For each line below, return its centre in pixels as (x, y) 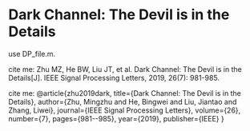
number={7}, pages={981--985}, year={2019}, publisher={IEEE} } (116, 118)
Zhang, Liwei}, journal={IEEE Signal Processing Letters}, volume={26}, (125, 110)
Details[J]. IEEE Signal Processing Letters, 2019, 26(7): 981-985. (114, 77)
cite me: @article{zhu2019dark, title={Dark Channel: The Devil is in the (125, 93)
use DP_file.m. (32, 54)
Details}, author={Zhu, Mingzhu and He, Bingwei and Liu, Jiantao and (123, 101)
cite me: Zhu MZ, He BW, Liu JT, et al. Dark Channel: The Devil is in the (125, 69)
